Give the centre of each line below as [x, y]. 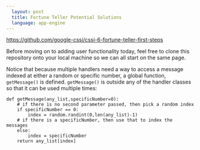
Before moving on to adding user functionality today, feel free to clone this [98, 51]
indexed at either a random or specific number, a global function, [86, 76]
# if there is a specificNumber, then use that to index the [95, 120]
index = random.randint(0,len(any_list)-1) [83, 115]
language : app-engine [39, 23]
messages [17, 125]
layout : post [28, 12]
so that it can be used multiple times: [52, 88]
